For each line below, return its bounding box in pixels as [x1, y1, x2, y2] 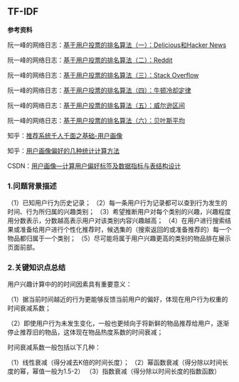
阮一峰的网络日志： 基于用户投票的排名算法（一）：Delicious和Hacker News [7, 41, 226, 49]
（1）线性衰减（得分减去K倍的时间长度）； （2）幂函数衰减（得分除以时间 [7, 359, 223, 367]
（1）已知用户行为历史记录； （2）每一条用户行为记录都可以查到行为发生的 [7, 198, 228, 207]
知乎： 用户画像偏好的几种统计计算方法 [7, 146, 119, 155]
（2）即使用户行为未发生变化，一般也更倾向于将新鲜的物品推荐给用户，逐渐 [7, 319, 230, 328]
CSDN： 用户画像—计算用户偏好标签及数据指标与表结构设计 [7, 161, 181, 170]
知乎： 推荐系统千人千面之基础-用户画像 [7, 131, 123, 139]
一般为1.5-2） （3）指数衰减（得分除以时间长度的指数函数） [44, 367, 221, 376]
